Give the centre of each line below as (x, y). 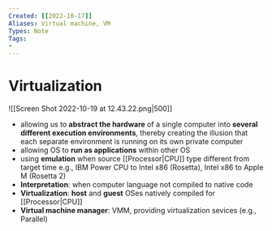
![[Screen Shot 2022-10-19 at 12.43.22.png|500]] (91, 109)
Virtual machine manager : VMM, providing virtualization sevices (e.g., (138, 211)
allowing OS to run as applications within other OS (105, 150)
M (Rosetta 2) (43, 176)
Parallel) (34, 219)
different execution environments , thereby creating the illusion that (134, 133)
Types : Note (28, 31)
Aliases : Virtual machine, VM (60, 24)
